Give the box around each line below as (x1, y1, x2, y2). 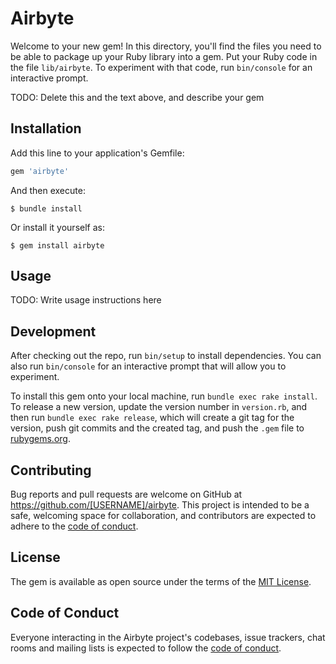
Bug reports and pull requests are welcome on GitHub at (10, 488, 243, 501)
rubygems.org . (10, 433, 71, 445)
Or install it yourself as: (10, 221, 105, 233)
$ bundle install (10, 203, 83, 214)
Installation (10, 120, 82, 137)
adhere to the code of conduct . (10, 520, 139, 532)
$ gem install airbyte (10, 240, 105, 251)
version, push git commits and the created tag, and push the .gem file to (10, 422, 305, 434)
